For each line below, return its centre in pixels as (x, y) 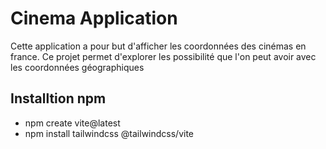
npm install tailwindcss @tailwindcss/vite (109, 133)
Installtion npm (58, 98)
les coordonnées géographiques (77, 67)
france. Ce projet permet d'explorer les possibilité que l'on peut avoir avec (163, 56)
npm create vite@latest (72, 123)
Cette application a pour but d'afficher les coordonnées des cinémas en (158, 46)
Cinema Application (94, 18)
